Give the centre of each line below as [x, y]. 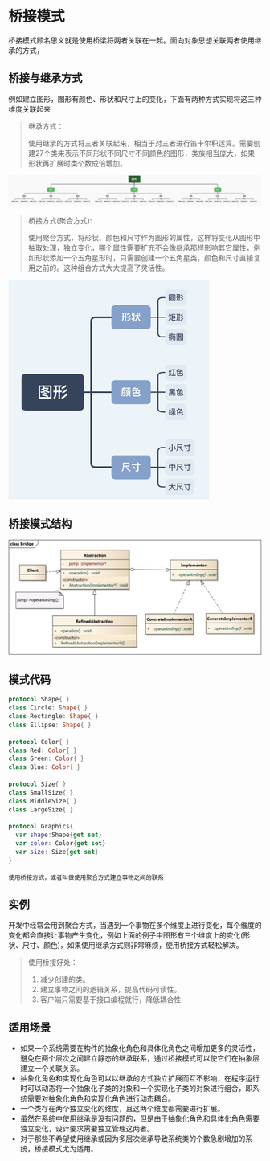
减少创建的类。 [65, 979]
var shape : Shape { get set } [59, 835]
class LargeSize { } [41, 809]
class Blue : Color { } [45, 767]
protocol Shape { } [39, 700]
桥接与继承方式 [45, 78]
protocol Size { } [37, 784]
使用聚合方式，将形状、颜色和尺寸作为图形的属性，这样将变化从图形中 [144, 237]
